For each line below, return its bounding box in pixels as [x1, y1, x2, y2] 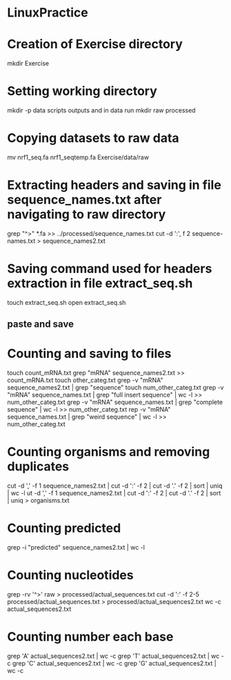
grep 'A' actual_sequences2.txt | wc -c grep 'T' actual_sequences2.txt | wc [7, 652, 220, 660]
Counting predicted [7, 521, 121, 536]
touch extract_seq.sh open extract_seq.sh [7, 298, 126, 306]
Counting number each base [7, 629, 174, 645]
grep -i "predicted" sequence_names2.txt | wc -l [7, 543, 145, 552]
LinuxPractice [7, 5, 88, 21]
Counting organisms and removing [7, 444, 210, 460]
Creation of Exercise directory [7, 37, 183, 52]
